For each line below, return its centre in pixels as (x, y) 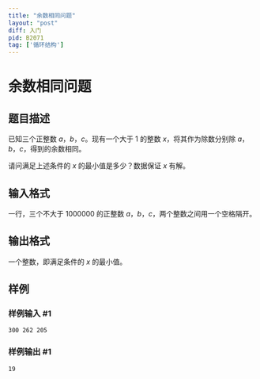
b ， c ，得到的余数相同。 (47, 149)
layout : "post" (33, 23)
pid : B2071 (26, 38)
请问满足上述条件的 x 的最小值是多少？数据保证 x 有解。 (99, 166)
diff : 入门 (25, 30)
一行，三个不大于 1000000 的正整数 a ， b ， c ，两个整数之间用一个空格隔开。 (132, 213)
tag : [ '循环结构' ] (36, 45)
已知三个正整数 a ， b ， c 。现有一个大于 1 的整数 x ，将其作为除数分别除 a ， (128, 139)
